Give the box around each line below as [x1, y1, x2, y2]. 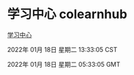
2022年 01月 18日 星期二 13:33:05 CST [7, 45, 118, 53]
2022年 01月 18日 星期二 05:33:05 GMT [7, 60, 121, 68]
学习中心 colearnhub [7, 6, 128, 22]
